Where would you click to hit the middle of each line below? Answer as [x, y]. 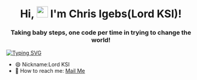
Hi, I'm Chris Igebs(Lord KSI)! [101, 14]
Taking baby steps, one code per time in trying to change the [101, 33]
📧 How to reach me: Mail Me [50, 71]
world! [101, 40]
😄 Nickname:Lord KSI [42, 64]
